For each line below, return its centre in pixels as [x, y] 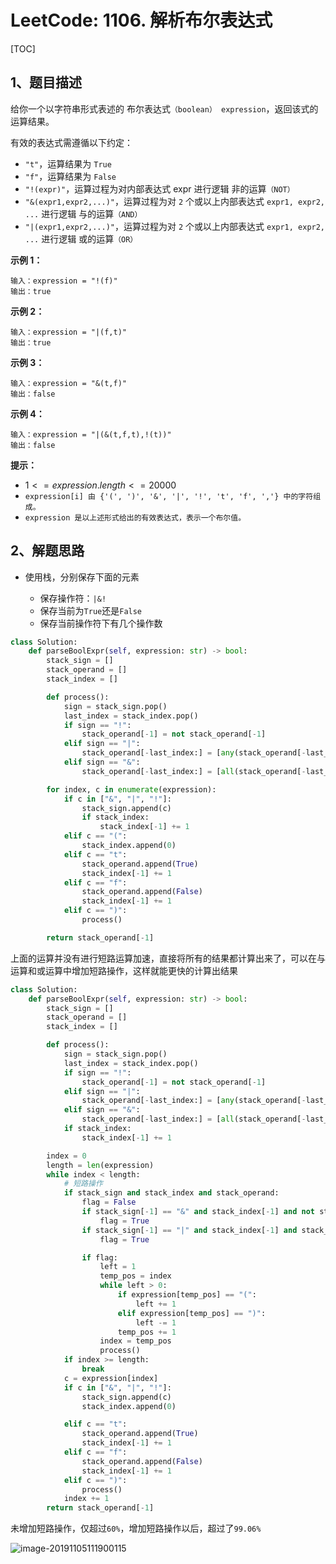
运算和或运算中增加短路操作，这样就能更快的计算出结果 [124, 970]
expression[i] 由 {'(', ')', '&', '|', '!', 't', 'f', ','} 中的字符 [169, 496]
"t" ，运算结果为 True [68, 163]
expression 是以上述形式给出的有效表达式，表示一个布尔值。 [135, 517]
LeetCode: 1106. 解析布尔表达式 [141, 20]
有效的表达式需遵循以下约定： [71, 142]
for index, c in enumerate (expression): [131, 789]
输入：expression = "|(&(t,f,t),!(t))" [91, 434]
